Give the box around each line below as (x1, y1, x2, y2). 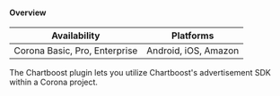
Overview (9, 7, 47, 18)
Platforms (171, 29, 214, 42)
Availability (50, 29, 101, 42)
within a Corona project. (9, 76, 99, 88)
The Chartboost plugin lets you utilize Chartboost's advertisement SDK (9, 68, 271, 78)
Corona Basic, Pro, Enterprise (13, 44, 138, 57)
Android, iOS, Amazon (146, 44, 240, 57)
